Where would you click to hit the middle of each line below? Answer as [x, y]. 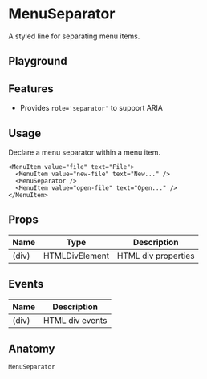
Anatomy [32, 348]
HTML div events [75, 320]
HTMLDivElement [76, 256]
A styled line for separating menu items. [74, 36]
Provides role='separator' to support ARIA [91, 108]
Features [31, 89]
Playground [38, 61]
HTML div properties [156, 256]
